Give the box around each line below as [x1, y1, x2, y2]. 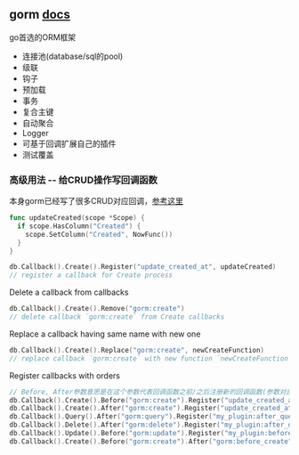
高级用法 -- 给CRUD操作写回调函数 [9, 174, 158, 186]
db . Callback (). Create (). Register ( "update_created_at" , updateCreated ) [9, 263, 277, 272]
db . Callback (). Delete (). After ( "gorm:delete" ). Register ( [9, 420, 221, 430]
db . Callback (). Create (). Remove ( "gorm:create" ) [9, 305, 185, 313]
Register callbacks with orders [9, 370, 120, 381]
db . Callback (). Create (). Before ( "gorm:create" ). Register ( [9, 395, 225, 404]
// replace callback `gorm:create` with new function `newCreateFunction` [9, 353, 293, 363]
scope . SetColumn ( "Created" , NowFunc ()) [25, 230, 174, 239]
